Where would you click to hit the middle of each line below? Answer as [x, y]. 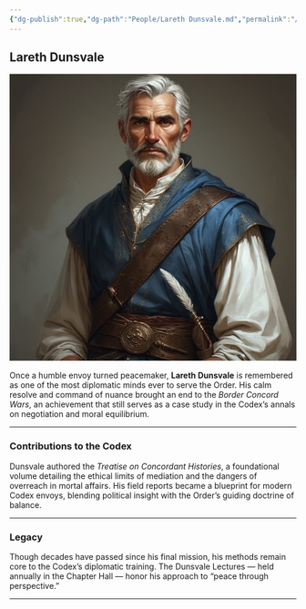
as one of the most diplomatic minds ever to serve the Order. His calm [141, 385]
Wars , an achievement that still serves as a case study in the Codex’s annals [153, 404]
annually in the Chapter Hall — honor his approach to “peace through [139, 576]
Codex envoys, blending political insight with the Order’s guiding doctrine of [152, 495]
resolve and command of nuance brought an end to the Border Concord [144, 395]
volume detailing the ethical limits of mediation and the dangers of [133, 476]
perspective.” [35, 586]
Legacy [26, 537]
